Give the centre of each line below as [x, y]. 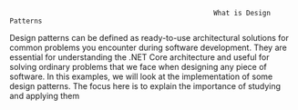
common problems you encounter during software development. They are [148, 47]
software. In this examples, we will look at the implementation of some [141, 76]
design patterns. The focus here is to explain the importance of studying [145, 86]
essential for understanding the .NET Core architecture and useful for [139, 57]
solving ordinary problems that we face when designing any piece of [138, 67]
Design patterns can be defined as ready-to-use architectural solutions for [149, 38]
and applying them [45, 96]
